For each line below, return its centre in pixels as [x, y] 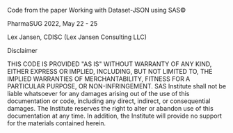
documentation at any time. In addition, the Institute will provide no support [115, 116]
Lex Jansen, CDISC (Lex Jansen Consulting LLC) [77, 37]
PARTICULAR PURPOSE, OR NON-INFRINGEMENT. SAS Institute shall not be [117, 86]
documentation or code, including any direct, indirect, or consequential [109, 101]
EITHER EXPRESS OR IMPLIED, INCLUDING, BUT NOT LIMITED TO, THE [110, 71]
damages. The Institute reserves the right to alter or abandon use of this [110, 108]
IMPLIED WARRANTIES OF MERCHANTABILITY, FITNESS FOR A [99, 79]
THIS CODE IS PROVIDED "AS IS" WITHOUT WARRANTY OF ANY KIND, [110, 64]
